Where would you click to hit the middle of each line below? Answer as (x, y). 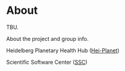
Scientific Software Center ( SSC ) (47, 62)
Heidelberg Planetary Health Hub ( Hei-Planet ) (63, 50)
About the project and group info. (47, 39)
